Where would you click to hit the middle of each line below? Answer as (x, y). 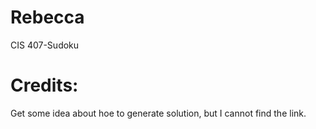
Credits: (44, 85)
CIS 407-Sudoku (45, 45)
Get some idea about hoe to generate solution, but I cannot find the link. (158, 113)
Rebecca (47, 17)
